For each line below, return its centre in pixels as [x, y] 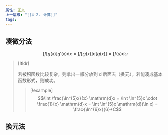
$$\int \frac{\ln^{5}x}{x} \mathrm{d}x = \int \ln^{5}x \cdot [98, 98]
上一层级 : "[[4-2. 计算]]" [31, 15]
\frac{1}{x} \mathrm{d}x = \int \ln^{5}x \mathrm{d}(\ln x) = [98, 104]
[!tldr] [23, 63]
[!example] [41, 91]
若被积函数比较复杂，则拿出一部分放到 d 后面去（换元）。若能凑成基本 [90, 74]
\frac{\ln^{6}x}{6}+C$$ [98, 109]
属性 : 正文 [15, 10]
